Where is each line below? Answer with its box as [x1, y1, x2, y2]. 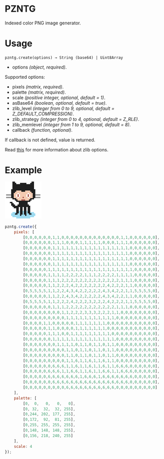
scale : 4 [14, 444, 32, 449]
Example [5, 165, 42, 176]
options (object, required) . [12, 64, 67, 70]
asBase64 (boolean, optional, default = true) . [12, 100, 107, 106]
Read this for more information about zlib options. [5, 146, 109, 152]
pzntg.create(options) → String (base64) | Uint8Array [5, 55, 123, 60]
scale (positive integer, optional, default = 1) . [12, 95, 106, 101]
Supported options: [5, 74, 45, 80]
